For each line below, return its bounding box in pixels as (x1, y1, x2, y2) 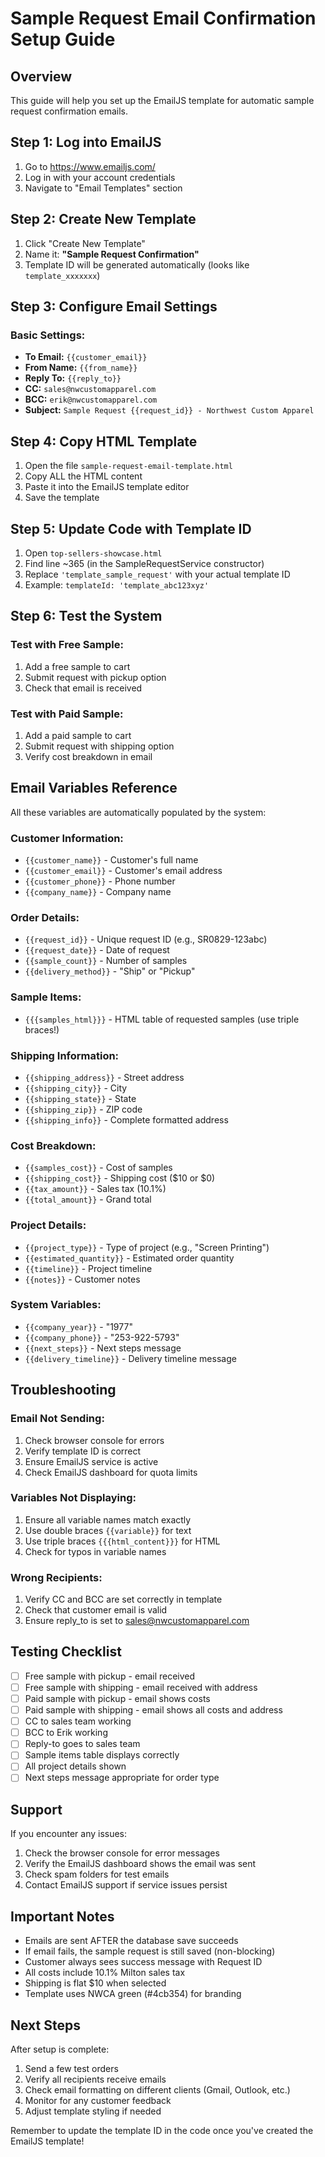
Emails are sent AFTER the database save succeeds (24, 1935, 239, 1947)
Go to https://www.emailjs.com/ (24, 160, 156, 172)
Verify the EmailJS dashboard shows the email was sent (24, 1858, 257, 1870)
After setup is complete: (10, 2043, 110, 2055)
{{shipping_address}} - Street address (24, 1071, 185, 1083)
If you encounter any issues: (10, 1828, 128, 1840)
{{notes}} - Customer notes (24, 1273, 141, 1285)
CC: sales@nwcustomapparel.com (24, 383, 157, 395)
